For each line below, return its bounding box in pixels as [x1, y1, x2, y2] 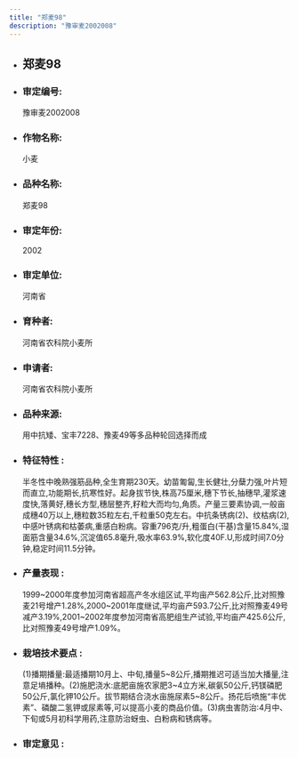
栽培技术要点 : [21, 647, 83, 659]
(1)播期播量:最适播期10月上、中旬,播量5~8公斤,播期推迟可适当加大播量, [21, 669, 282, 680]
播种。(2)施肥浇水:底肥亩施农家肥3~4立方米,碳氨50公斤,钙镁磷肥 [45, 680, 283, 690]
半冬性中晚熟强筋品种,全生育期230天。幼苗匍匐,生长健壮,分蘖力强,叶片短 [21, 476, 287, 487]
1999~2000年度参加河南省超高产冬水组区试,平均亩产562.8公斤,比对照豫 [21, 589, 286, 600]
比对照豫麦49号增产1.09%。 [21, 622, 126, 633]
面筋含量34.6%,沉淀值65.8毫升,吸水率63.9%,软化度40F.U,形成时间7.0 [21, 531, 277, 543]
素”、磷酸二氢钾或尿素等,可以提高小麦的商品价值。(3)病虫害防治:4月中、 [21, 702, 287, 713]
